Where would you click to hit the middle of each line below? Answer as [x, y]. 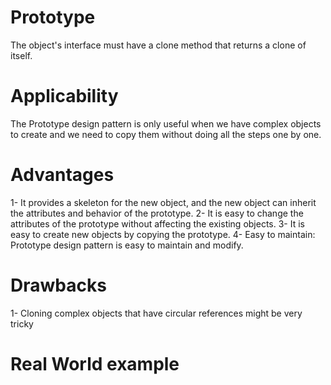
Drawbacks [58, 285]
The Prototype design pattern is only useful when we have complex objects [166, 123]
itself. [21, 55]
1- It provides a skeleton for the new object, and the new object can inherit [163, 202]
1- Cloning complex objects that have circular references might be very [156, 313]
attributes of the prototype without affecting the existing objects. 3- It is [158, 223]
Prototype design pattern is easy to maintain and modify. [127, 245]
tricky [22, 323]
